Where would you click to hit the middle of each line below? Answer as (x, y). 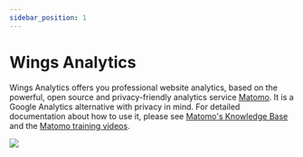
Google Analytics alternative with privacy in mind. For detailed (125, 106)
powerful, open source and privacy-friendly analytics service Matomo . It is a (151, 97)
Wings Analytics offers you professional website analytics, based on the (144, 88)
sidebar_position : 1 (48, 18)
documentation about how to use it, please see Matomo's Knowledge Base (149, 116)
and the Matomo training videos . (70, 125)
